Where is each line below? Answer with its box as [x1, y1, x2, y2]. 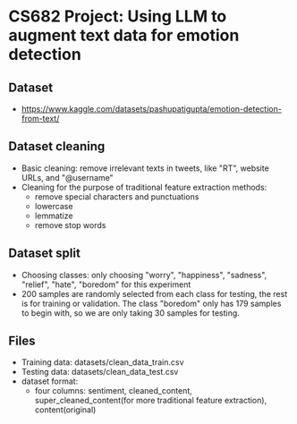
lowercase [34, 200, 73, 211]
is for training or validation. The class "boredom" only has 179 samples [21, 298, 282, 309]
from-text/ [21, 114, 60, 123]
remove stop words [34, 219, 106, 230]
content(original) [34, 404, 97, 415]
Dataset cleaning [8, 139, 106, 154]
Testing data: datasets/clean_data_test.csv [21, 367, 179, 377]
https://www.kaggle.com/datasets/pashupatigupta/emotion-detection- [21, 104, 283, 114]
